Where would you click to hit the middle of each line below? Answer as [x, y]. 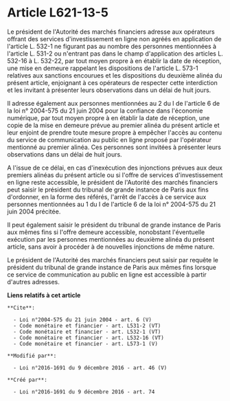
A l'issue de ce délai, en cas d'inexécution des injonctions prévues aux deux [115, 168]
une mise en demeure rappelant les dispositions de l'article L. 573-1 [103, 68]
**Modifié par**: [32, 356]
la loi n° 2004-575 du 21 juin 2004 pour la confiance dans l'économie [105, 111]
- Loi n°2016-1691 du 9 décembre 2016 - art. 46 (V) [90, 368]
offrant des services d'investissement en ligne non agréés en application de [114, 38]
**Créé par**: [27, 380]
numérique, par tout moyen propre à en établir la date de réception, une [108, 117]
